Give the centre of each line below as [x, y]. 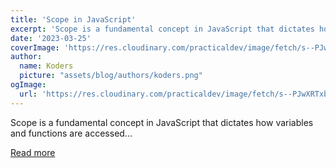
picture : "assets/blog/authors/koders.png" [111, 76]
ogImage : [28, 85]
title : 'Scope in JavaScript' [73, 19]
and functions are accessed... [71, 133]
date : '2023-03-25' [51, 38]
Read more [33, 152]
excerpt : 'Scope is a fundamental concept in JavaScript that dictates [162, 29]
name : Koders [46, 66]
